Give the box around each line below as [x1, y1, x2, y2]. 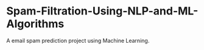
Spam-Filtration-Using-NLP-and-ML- [6, 4, 199, 18]
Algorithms [6, 17, 65, 31]
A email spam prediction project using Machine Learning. [6, 37, 150, 44]
